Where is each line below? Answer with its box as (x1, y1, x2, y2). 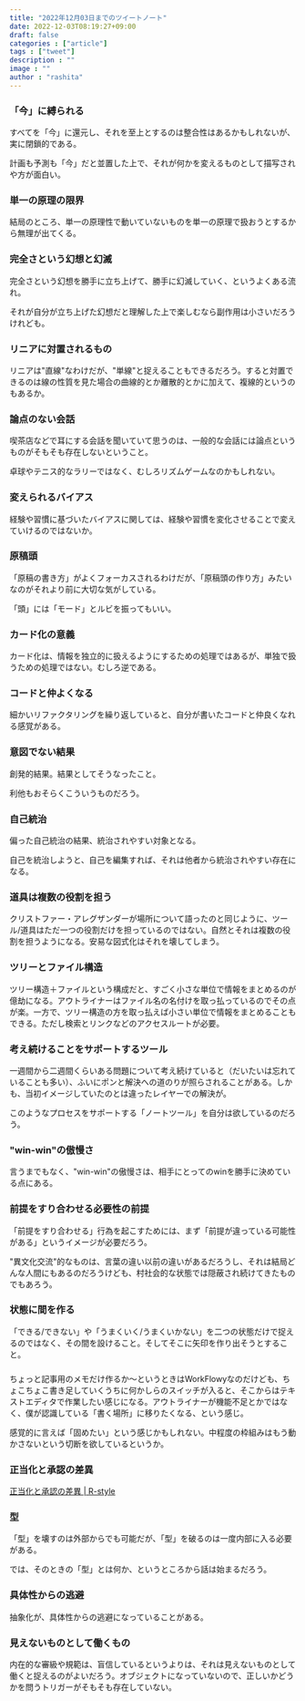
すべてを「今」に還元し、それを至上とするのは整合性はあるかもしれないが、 (9, 127, 296, 138)
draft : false (9, 30, 59, 39)
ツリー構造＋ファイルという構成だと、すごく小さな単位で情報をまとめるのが (9, 984, 297, 995)
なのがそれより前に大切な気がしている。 (9, 583, 161, 594)
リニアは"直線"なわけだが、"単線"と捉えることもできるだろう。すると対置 (9, 365, 286, 376)
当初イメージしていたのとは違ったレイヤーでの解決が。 (25, 1088, 232, 1098)
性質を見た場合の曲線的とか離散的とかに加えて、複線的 (56, 376, 264, 387)
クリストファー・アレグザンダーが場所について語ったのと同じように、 (9, 913, 273, 924)
